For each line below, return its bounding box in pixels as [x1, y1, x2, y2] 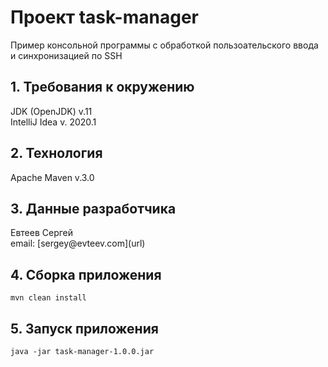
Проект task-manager [10, 6, 199, 29]
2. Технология [10, 145, 103, 162]
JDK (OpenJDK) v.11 [10, 105, 93, 117]
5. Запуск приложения [10, 320, 159, 337]
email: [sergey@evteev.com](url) [10, 237, 146, 250]
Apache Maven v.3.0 [10, 171, 95, 183]
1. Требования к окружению [10, 79, 195, 96]
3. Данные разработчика [10, 200, 177, 217]
